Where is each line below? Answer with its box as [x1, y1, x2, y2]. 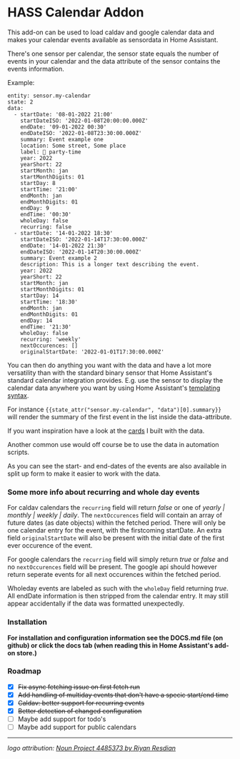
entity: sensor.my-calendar [7, 92, 91, 99]
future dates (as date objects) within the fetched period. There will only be [7, 518, 226, 527]
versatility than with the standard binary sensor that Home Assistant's [7, 368, 213, 377]
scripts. [7, 448, 30, 456]
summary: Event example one [20, 136, 104, 143]
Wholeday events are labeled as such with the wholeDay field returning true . [7, 584, 229, 593]
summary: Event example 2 [20, 254, 98, 261]
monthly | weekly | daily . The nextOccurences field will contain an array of [7, 511, 223, 520]
